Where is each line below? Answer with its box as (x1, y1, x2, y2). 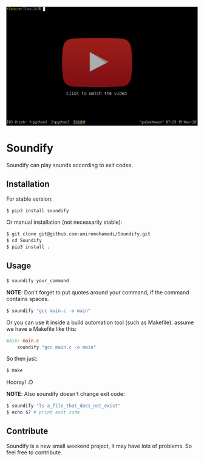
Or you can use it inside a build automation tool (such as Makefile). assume (6, 319, 194, 326)
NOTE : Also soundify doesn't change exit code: (6, 390, 126, 398)
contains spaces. (6, 295, 49, 302)
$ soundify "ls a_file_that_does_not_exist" (6, 403, 121, 409)
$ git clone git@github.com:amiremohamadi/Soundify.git (6, 231, 151, 237)
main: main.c (6, 338, 39, 344)
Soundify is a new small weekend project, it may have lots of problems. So (6, 442, 192, 449)
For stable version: (6, 195, 53, 203)
